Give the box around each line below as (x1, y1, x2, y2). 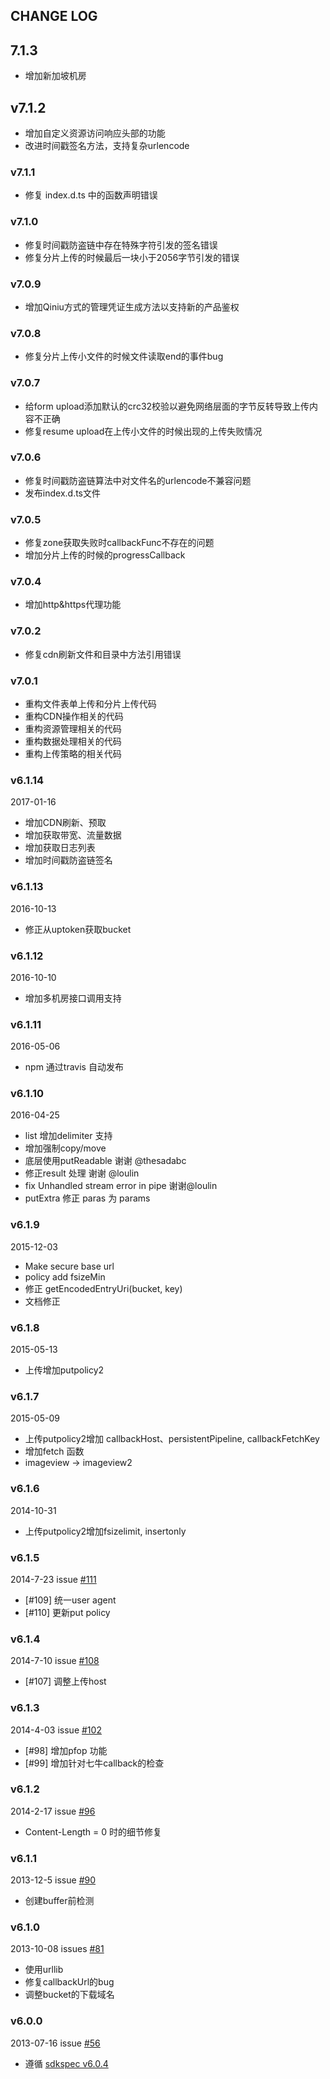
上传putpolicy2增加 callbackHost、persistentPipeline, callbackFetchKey (24, 1433, 320, 1445)
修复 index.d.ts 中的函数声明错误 (24, 189, 158, 201)
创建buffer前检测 (24, 1895, 95, 1907)
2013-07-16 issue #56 (10, 2037, 101, 2049)
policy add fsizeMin (24, 1270, 106, 1283)
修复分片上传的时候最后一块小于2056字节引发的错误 (24, 251, 240, 263)
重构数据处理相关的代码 (24, 735, 122, 747)
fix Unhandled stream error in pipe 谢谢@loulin (24, 1180, 218, 1192)
